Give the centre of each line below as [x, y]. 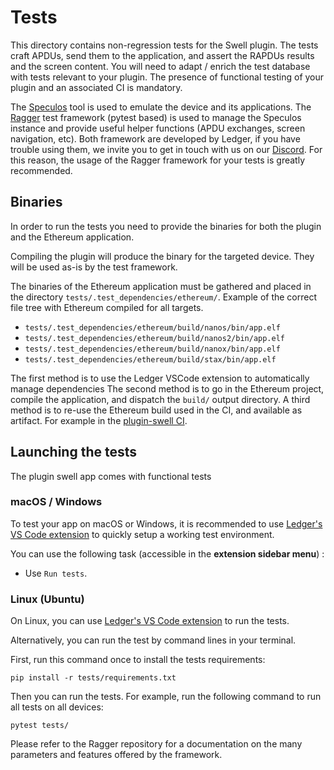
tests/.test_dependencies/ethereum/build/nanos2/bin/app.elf [155, 338]
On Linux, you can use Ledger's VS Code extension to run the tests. [150, 621]
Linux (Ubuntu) [47, 599]
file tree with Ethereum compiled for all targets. [107, 307]
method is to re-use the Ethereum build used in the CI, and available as [156, 410]
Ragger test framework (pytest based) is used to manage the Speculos [156, 117]
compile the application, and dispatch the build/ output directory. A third [160, 399]
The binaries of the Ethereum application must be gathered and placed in [161, 286]
